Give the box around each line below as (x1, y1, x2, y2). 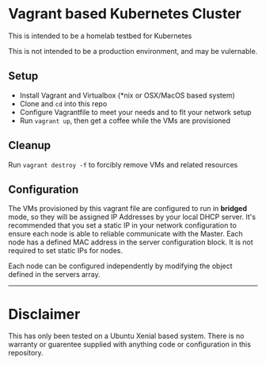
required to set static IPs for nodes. (8, 246, 123, 255)
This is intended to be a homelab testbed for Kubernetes (8, 31, 192, 40)
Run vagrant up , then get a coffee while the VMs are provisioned (19, 116, 231, 125)
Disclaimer (8, 305, 81, 323)
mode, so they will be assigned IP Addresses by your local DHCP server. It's (8, 212, 256, 222)
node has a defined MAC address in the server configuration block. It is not (8, 237, 253, 247)
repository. (8, 348, 44, 358)
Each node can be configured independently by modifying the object (8, 261, 233, 271)
